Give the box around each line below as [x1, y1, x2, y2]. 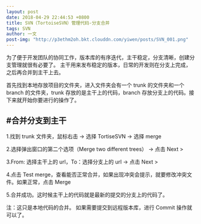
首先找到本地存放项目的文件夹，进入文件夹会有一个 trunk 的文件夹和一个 [6, 81, 184, 89]
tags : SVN [6, 25, 31, 32]
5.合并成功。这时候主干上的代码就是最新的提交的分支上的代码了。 [6, 191, 168, 198]
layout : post [6, 8, 39, 15]
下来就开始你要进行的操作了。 [6, 96, 80, 104]
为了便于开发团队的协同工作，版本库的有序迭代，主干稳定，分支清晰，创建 [6, 54, 190, 60]
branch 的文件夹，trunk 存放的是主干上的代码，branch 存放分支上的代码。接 [6, 89, 194, 96]
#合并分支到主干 [6, 116, 67, 126]
